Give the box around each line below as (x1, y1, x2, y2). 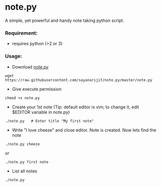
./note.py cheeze (5, 141, 40, 147)
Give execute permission (12, 86, 62, 92)
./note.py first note (5, 159, 49, 164)
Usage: (5, 53, 23, 60)
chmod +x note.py (5, 95, 40, 101)
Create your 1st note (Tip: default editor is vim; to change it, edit (12, 104, 139, 110)
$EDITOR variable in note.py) (12, 109, 70, 115)
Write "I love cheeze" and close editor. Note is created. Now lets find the (12, 127, 156, 133)
